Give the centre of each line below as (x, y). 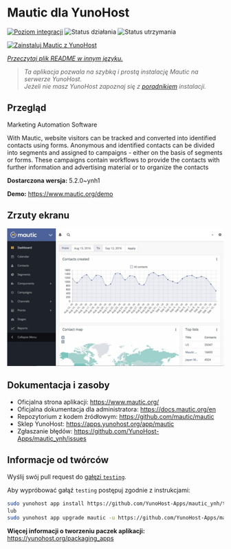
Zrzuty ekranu (38, 216)
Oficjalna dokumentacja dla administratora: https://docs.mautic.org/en (117, 409)
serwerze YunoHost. (53, 79)
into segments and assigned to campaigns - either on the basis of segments (115, 152)
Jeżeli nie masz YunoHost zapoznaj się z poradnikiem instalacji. (115, 86)
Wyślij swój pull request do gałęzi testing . (67, 477)
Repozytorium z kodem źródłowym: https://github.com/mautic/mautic (115, 416)
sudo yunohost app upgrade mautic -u (61, 518)
